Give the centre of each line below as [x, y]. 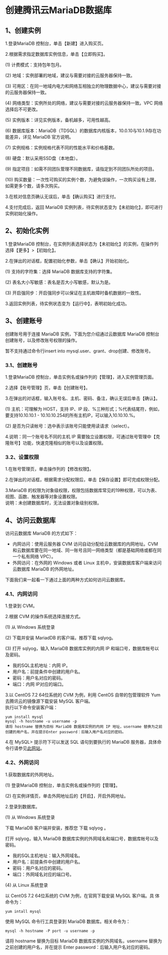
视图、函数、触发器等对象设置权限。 [42, 497]
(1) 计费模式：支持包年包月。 [34, 65]
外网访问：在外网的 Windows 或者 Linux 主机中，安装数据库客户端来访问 [87, 563]
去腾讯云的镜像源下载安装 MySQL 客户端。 [49, 701]
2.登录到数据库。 [22, 806]
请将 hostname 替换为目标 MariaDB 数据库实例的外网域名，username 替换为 [84, 941]
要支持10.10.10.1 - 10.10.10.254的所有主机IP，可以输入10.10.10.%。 [71, 415]
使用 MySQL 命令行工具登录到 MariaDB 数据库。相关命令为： [68, 921]
